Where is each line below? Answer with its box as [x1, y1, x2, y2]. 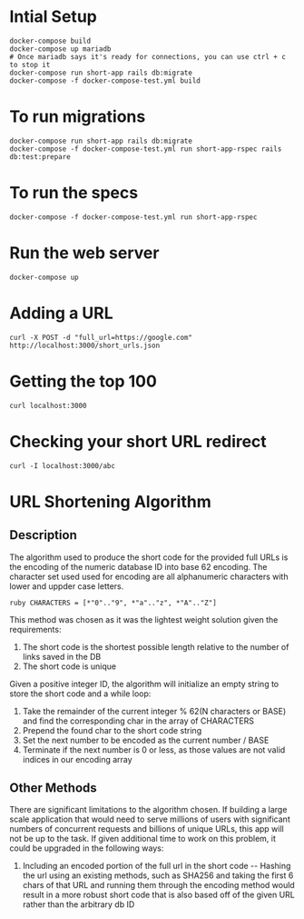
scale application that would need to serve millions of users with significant [9, 814, 290, 824]
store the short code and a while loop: [9, 688, 152, 699]
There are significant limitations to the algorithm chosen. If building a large [9, 804, 288, 815]
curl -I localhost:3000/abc [9, 461, 116, 470]
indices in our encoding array [22, 754, 133, 764]
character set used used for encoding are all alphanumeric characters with [9, 571, 289, 582]
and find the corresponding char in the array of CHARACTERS [22, 715, 254, 726]
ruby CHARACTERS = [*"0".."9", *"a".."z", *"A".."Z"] [9, 598, 218, 607]
